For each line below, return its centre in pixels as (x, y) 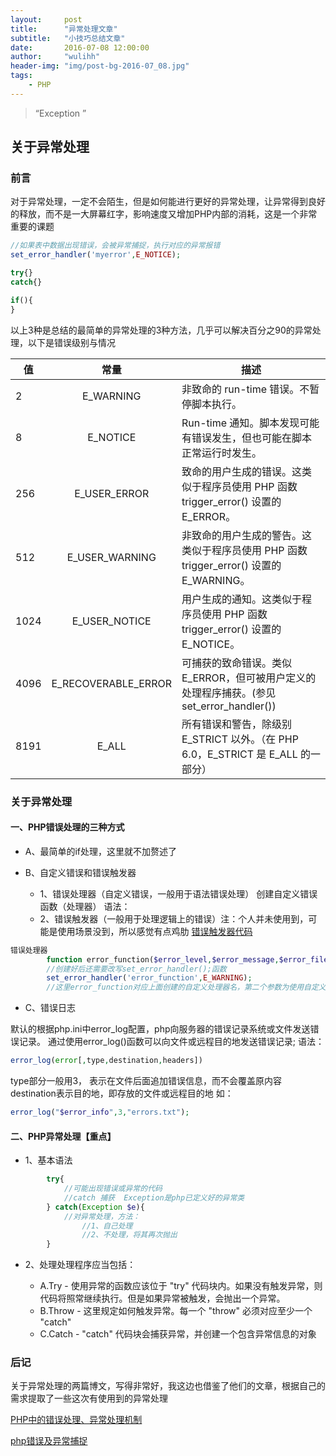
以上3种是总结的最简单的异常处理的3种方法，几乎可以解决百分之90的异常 (161, 330)
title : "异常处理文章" (64, 29)
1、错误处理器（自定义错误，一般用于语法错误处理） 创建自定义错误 (178, 893)
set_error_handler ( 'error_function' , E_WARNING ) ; (149, 978)
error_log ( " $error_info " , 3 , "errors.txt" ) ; (100, 1112)
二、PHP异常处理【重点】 (63, 1136)
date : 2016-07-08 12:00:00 (80, 47)
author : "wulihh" (55, 57)
